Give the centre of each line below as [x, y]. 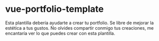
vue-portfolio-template [54, 9]
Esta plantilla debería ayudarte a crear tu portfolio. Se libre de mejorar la [79, 23]
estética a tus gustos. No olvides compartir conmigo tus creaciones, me [79, 28]
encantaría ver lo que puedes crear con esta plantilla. [60, 33]
